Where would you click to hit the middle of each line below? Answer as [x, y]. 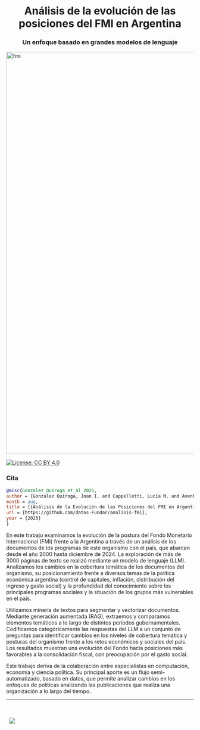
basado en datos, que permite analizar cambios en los [109, 678]
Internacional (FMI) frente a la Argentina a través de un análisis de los [91, 541]
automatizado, [24, 678]
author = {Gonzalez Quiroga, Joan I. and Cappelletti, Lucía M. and [93, 496]
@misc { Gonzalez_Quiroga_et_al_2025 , [51, 490]
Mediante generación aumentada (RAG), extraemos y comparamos [88, 616]
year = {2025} [24, 518]
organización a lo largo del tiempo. [49, 691]
